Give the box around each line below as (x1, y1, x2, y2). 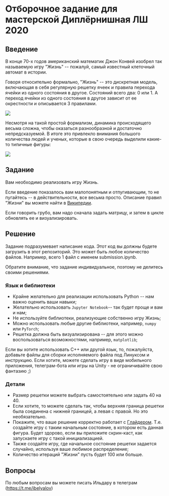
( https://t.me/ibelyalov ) (5, 485, 53, 491)
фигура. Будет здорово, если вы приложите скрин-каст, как (12, 430, 143, 436)
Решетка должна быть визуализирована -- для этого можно (12, 331, 143, 337)
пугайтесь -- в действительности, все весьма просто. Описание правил (5, 194, 162, 201)
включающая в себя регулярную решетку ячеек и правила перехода (5, 84, 155, 90)
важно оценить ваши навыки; (12, 299, 77, 305)
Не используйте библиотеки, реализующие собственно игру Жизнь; (12, 315, 161, 321)
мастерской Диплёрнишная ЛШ (5, 14, 148, 25)
